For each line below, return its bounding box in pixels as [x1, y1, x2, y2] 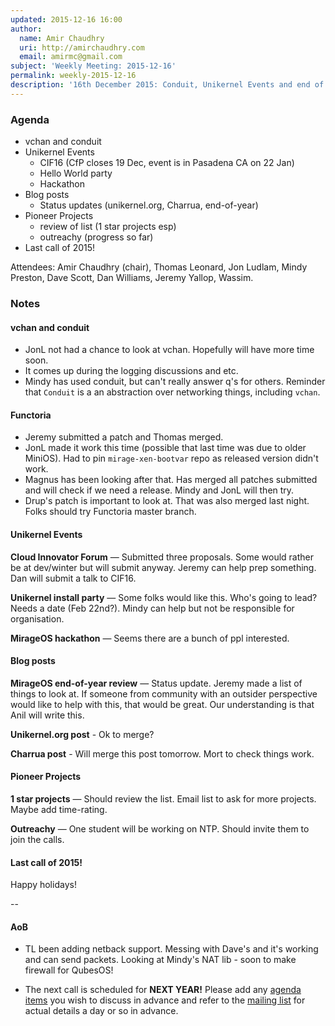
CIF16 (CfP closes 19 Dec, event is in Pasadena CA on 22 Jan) [39, 157, 295, 169]
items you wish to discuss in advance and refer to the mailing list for [24, 994, 306, 1006]
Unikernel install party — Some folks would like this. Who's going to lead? [10, 591, 318, 603]
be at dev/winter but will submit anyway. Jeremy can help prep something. [10, 561, 317, 573]
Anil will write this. [10, 709, 85, 721]
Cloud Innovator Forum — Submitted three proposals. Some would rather [10, 551, 314, 563]
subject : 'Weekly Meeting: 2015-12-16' [10, 61, 177, 71]
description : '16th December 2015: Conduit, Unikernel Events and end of [10, 80, 325, 90]
